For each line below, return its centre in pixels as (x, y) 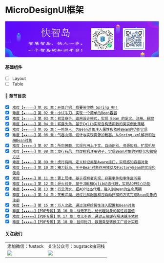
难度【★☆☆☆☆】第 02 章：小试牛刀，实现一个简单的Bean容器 (64, 113)
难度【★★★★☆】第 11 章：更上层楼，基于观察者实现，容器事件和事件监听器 (76, 178)
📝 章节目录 (16, 96)
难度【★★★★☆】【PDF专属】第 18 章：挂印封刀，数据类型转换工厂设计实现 (75, 222)
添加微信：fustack (25, 246)
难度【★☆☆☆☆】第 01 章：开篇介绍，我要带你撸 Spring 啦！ (65, 108)
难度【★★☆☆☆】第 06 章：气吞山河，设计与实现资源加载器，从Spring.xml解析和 (82, 135)
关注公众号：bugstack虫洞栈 (77, 246)
